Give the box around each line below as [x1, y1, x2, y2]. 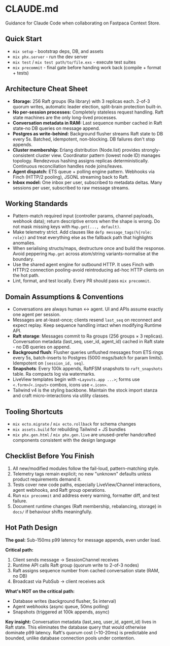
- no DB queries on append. [12, 344, 71, 350]
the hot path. [12, 272, 40, 278]
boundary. [12, 256, 35, 262]
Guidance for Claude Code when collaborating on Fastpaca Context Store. [5, 20, 161, 26]
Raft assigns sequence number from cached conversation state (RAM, [12, 567, 160, 573]
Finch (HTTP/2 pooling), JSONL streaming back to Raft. [12, 174, 129, 180]
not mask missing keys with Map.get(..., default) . [12, 223, 121, 230]
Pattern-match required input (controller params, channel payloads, [12, 213, 154, 219]
